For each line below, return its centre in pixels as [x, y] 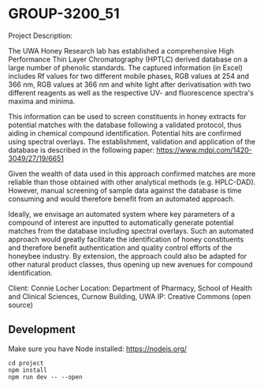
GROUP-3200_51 [64, 14]
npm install [28, 370]
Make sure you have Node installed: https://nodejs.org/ [98, 349]
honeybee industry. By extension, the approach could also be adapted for [128, 256]
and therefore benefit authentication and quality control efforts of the [120, 247]
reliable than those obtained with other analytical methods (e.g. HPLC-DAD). [132, 181]
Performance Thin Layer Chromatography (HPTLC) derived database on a [128, 59]
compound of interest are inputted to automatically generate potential [121, 223]
